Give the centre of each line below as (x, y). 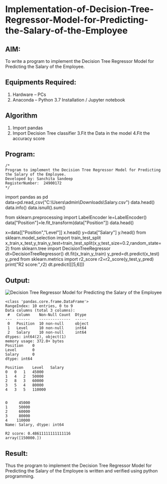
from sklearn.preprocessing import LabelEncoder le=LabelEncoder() (76, 218)
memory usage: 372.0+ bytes (35, 341)
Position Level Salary (35, 368)
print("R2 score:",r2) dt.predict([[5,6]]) (45, 264)
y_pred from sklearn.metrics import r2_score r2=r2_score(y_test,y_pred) (80, 259)
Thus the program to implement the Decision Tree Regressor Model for (78, 465)
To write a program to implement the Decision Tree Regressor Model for (80, 61)
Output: (18, 280)
